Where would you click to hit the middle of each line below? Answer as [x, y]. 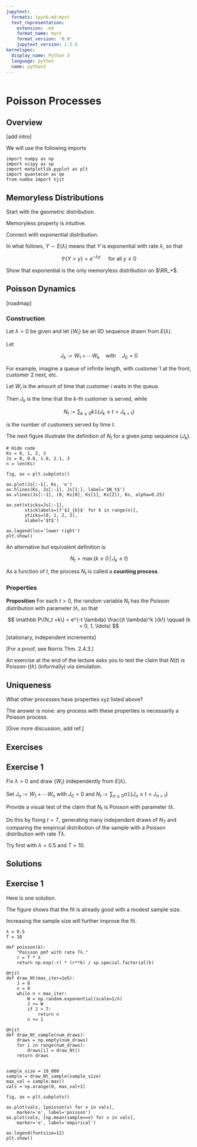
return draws [33, 1056]
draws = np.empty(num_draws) [52, 1040]
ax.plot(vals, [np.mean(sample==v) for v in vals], [71, 1117]
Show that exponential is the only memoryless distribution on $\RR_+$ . [92, 270]
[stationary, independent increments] [51, 637]
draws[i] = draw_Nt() [54, 1050]
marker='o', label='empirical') [56, 1123]
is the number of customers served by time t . [61, 424]
